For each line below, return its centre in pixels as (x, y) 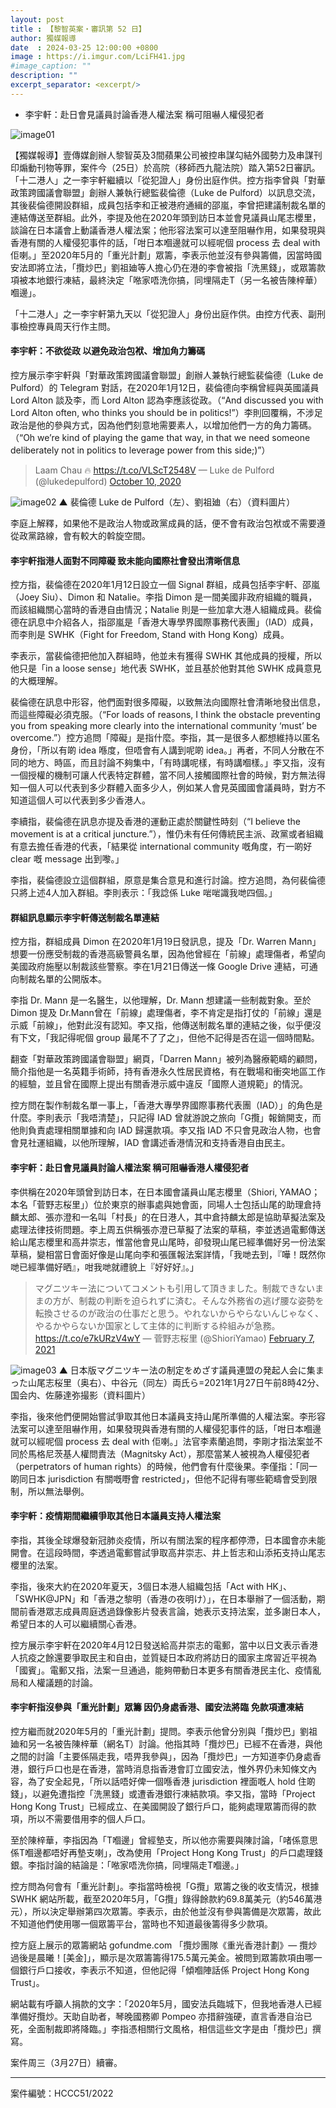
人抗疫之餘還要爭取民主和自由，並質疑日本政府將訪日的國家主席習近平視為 (163, 1657)
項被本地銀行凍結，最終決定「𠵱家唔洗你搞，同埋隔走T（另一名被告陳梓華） (166, 280)
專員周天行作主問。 (76, 326)
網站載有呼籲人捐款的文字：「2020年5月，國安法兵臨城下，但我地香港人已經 (166, 2003)
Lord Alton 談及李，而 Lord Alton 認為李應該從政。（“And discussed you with (167, 400)
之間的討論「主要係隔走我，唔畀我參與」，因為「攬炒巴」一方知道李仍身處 (161, 1756)
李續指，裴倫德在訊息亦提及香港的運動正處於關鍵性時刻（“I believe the (155, 822)
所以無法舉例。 (58, 1491)
